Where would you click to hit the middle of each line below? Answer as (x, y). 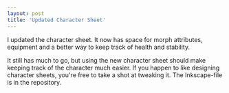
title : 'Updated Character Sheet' (57, 20)
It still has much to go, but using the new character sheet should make (107, 60)
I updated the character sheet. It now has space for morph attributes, (105, 39)
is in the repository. (34, 82)
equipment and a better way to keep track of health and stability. (99, 47)
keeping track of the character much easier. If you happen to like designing (113, 68)
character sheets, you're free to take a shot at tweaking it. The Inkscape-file (115, 75)
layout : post (26, 13)
